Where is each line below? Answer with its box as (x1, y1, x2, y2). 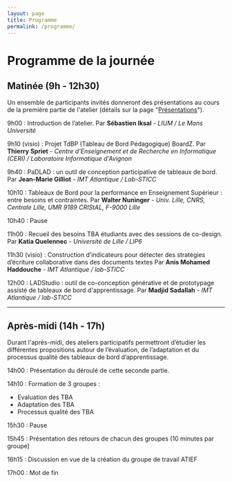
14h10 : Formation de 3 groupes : (7, 380, 100, 388)
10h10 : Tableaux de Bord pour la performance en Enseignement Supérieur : (7, 189, 223, 197)
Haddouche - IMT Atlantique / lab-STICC (7, 265, 125, 273)
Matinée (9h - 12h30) (7, 80, 100, 92)
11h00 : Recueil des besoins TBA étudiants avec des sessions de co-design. (7, 230, 223, 238)
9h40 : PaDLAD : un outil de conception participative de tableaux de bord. (7, 168, 217, 176)
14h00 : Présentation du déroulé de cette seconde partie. (7, 367, 170, 375)
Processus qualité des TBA (17, 408, 95, 416)
